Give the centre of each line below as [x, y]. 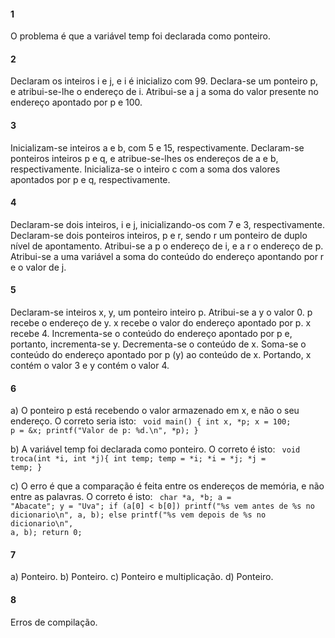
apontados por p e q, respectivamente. [90, 179]
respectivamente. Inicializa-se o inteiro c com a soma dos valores [145, 169]
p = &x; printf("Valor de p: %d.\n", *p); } [104, 431]
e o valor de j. [38, 267]
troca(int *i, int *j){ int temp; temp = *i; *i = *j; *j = [138, 459]
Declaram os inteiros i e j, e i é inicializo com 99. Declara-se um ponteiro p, [164, 81]
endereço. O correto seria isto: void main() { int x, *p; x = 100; [151, 421]
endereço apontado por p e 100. [76, 102]
